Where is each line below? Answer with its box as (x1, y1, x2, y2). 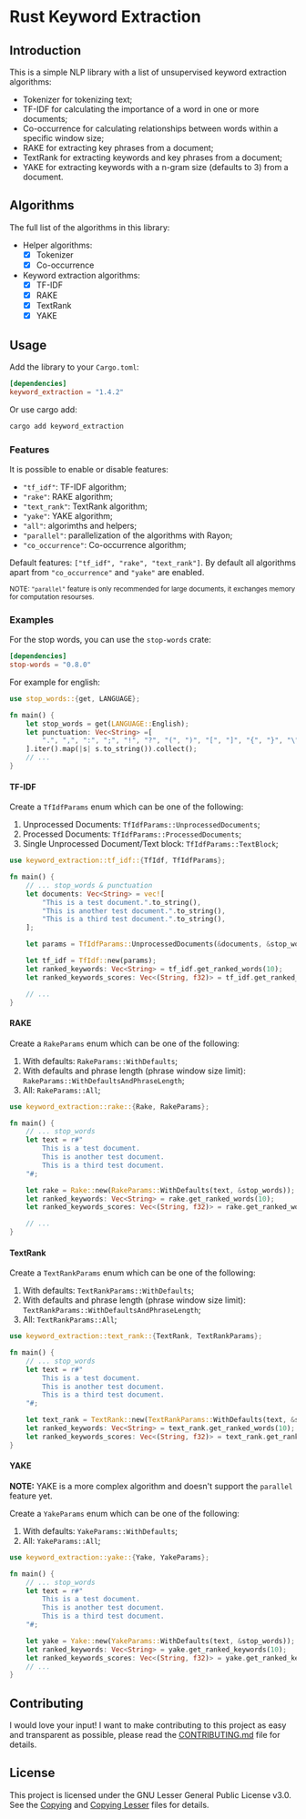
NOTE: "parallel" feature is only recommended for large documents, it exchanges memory (9, 584, 296, 594)
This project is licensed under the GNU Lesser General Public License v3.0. (9, 1789, 291, 1800)
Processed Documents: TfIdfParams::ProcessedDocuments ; (22, 828, 242, 839)
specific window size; (22, 133, 105, 143)
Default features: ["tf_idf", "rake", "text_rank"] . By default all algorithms (9, 557, 296, 568)
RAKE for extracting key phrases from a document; (22, 143, 214, 153)
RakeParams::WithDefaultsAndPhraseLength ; (22, 1074, 185, 1085)
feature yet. (9, 1490, 53, 1501)
